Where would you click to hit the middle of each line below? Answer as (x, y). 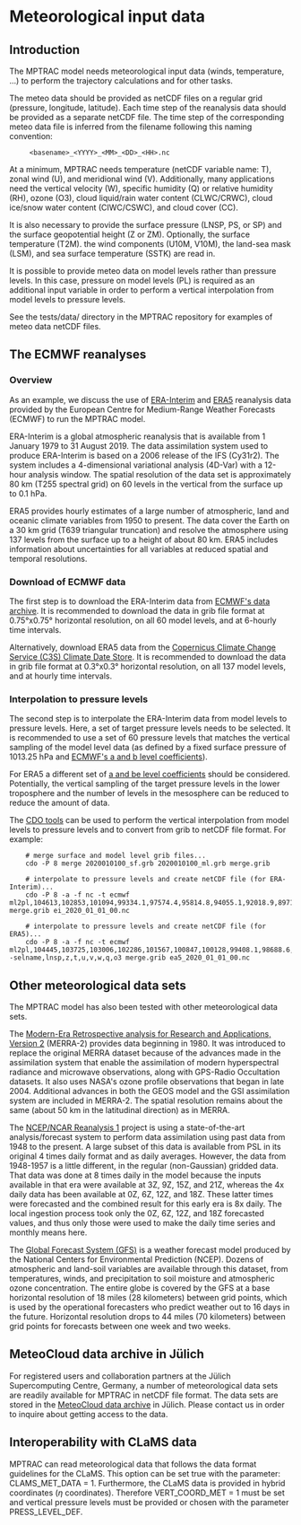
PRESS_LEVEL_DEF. (46, 1512)
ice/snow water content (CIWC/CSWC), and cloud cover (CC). (124, 207)
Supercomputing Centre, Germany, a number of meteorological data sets (144, 1385)
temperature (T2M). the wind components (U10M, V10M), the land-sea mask (150, 244)
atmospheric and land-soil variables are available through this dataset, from (149, 1269)
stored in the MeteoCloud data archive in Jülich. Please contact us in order (147, 1404)
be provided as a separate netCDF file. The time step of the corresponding (147, 117)
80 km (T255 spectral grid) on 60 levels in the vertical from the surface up (146, 484)
